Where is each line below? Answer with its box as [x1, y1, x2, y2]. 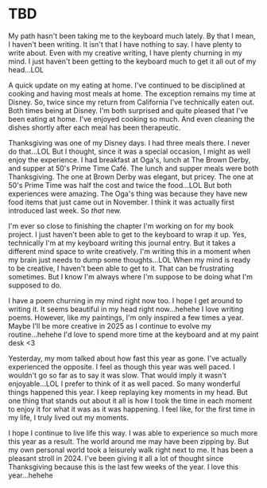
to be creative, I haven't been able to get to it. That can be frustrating [8, 264, 234, 273]
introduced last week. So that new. [8, 205, 122, 215]
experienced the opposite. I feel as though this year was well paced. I [8, 361, 236, 371]
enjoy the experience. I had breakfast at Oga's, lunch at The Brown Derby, [8, 154, 251, 164]
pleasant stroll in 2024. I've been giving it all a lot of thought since [8, 453, 224, 463]
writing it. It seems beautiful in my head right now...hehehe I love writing [8, 304, 244, 314]
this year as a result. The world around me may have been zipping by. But [8, 436, 250, 446]
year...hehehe [8, 470, 53, 480]
